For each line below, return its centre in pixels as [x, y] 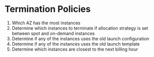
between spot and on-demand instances [53, 33]
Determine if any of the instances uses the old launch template [76, 44]
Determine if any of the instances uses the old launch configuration [80, 39]
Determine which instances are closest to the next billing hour [75, 49]
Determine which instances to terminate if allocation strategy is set [80, 28]
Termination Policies [48, 9]
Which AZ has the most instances [46, 23]
